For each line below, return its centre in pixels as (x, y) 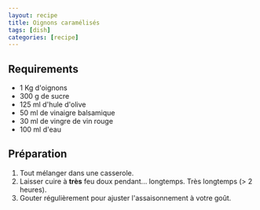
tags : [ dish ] (29, 30)
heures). (33, 190)
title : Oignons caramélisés (54, 23)
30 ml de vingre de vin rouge (66, 121)
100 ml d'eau (40, 129)
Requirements (43, 69)
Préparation (38, 154)
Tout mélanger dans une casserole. (77, 172)
